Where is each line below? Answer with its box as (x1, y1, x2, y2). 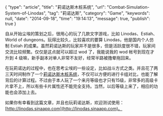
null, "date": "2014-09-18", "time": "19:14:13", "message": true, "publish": (5, 16, 150, 21)
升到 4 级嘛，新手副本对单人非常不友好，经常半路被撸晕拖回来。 (5, 55, 133, 60)
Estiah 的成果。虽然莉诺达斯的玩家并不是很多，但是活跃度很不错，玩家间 (10, 43, 156, 48)
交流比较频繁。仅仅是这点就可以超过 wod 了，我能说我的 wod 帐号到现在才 (5, 49, 155, 55)
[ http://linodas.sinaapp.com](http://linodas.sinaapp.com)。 (5, 106, 123, 111)
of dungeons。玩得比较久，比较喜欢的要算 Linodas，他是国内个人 (17, 37, 150, 43)
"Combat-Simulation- (106, 4, 149, 10)
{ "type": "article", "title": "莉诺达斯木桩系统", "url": (5, 4, 106, 10)
